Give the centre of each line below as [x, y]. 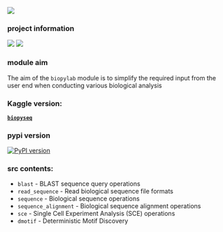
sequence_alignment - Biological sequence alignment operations [109, 206]
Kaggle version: [35, 103]
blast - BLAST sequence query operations [79, 184]
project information [41, 28]
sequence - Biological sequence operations [78, 198]
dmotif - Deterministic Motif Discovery [73, 221]
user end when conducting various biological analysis [85, 85]
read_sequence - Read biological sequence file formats [95, 191]
